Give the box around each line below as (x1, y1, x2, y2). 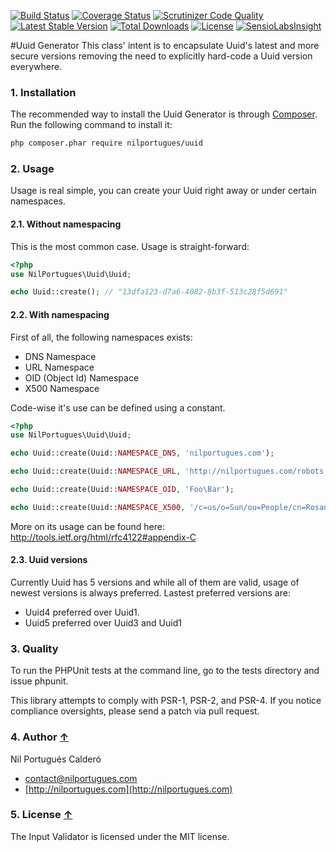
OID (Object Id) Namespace (24, 371, 140, 384)
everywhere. (10, 61, 63, 72)
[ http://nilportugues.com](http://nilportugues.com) (24, 783, 233, 795)
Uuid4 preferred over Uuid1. (24, 606, 140, 618)
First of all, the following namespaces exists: (10, 331, 193, 343)
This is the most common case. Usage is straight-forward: (10, 240, 250, 252)
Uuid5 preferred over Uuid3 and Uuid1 (24, 616, 182, 629)
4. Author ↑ (10, 730, 70, 744)
